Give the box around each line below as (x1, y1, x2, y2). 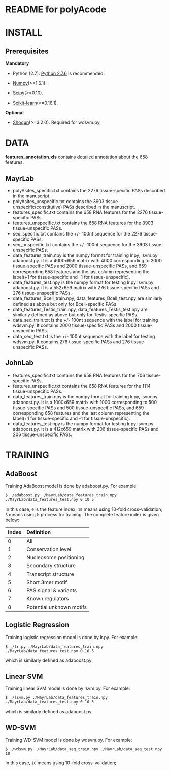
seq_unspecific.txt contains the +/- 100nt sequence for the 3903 (12, 241, 148, 247)
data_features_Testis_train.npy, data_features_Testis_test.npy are (12, 306, 148, 312)
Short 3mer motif (26, 579, 67, 586)
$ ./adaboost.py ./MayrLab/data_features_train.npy (5, 492, 117, 498)
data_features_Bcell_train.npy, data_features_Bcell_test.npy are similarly (12, 295, 163, 301)
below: (5, 517, 19, 523)
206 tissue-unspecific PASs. (12, 431, 72, 438)
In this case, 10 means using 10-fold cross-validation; (5, 760, 117, 766)
